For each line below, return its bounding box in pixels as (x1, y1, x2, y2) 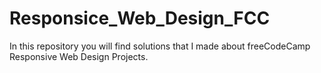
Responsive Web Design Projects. (9, 50, 149, 62)
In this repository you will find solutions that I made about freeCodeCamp (9, 40, 311, 52)
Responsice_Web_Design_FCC (9, 7, 271, 30)
